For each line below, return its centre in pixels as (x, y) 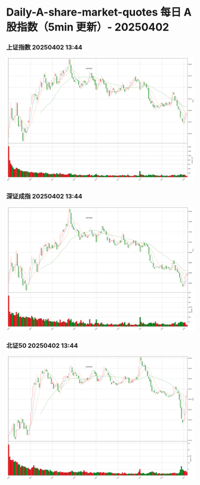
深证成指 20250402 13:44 (44, 197)
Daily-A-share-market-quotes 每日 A (99, 12)
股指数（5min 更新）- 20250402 (88, 27)
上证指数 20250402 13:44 (44, 47)
